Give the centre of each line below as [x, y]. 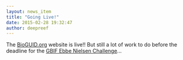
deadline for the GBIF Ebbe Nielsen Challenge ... [64, 51]
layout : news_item [29, 11]
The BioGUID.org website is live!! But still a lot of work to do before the [92, 45]
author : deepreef [27, 28]
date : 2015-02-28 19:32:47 [39, 22]
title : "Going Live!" [33, 17]
